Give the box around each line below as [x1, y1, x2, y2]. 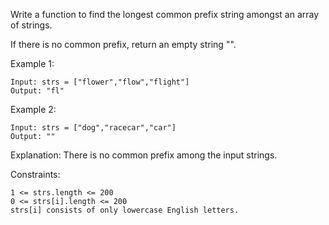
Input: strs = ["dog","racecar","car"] [10, 123, 177, 133]
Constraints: [10, 169, 61, 180]
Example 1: [10, 58, 55, 69]
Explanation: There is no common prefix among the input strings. [10, 149, 278, 161]
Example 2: [10, 104, 57, 115]
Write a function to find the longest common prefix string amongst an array [10, 9, 320, 20]
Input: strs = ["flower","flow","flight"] [10, 77, 190, 87]
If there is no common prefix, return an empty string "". [10, 39, 237, 50]
